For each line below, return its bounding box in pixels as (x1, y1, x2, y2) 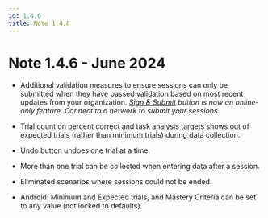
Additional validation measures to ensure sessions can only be (19, 80, 228, 90)
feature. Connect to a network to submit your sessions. (36, 106, 220, 116)
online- (235, 97, 259, 107)
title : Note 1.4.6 (8, 19, 70, 27)
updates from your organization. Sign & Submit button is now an (19, 97, 234, 107)
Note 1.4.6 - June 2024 (8, 54, 166, 72)
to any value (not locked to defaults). (19, 201, 143, 211)
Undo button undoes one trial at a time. (19, 146, 151, 155)
